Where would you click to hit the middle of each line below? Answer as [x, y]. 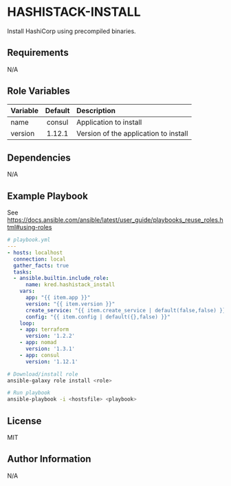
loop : [27, 323]
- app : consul [40, 355]
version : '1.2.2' [50, 336]
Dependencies [39, 158]
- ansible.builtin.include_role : [61, 279]
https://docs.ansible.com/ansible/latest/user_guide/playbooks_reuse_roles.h [115, 220]
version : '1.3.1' [50, 349]
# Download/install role [43, 374]
